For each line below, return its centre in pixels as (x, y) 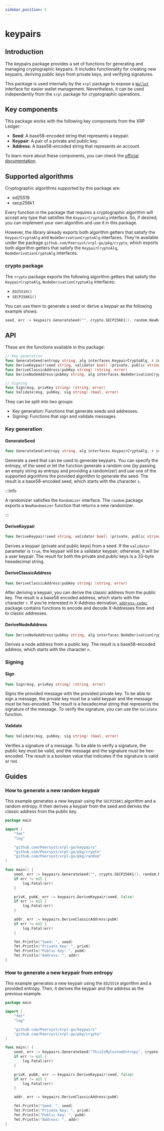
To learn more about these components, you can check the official (72, 156)
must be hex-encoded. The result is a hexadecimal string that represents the (82, 704)
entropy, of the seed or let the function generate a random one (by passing (80, 466)
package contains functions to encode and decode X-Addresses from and (80, 608)
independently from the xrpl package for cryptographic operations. (73, 94)
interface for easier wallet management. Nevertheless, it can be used (74, 89)
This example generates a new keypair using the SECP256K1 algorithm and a (81, 801)
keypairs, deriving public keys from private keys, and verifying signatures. (79, 74)
